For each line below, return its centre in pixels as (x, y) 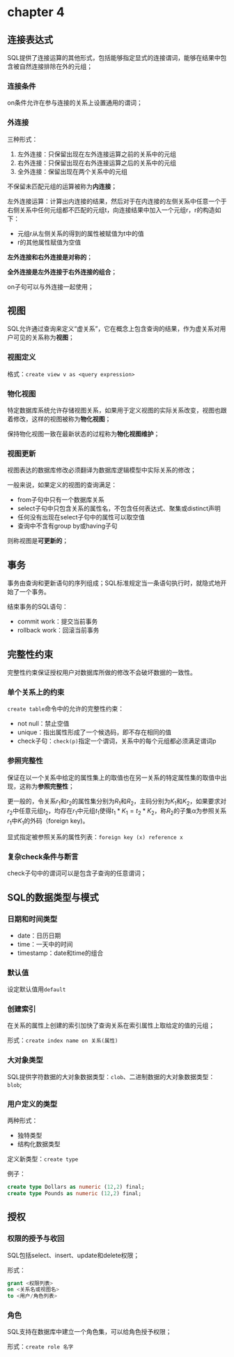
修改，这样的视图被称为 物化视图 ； (62, 419)
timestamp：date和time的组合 (60, 953)
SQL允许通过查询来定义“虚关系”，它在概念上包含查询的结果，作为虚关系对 (114, 329)
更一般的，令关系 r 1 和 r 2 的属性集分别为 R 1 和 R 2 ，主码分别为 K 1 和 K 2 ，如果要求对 (117, 802)
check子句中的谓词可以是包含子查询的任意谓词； (77, 873)
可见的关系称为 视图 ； (44, 338)
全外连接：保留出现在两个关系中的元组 (72, 171)
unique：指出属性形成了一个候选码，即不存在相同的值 (94, 732)
